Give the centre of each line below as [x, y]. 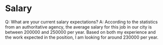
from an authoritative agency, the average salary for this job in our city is [79, 27]
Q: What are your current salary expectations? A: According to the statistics [81, 22]
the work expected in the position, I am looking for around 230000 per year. [82, 37]
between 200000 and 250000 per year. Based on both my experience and [81, 32]
